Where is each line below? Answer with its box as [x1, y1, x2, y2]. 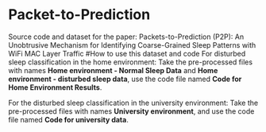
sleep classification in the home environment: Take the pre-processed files [8, 57, 253, 67]
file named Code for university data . [8, 115, 129, 124]
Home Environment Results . [8, 82, 102, 92]
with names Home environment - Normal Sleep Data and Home [8, 65, 218, 75]
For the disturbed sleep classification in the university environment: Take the [8, 98, 259, 107]
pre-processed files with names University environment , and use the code [8, 106, 255, 116]
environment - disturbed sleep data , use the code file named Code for [8, 74, 242, 83]
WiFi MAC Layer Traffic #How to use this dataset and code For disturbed [8, 49, 246, 58]
